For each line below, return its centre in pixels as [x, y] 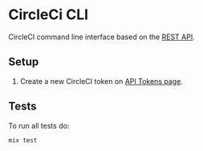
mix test [23, 140]
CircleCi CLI [49, 15]
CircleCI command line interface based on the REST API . [101, 37]
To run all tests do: [39, 125]
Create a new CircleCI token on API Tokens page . [101, 81]
